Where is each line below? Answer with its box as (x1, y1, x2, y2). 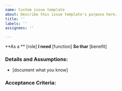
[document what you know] (12, 67, 68, 73)
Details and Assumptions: (5, 56, 68, 63)
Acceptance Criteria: (5, 80, 57, 87)
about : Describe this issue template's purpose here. (5, 12, 118, 17)
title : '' (5, 16, 26, 21)
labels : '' (5, 21, 28, 26)
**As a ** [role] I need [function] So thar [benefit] (5, 44, 107, 49)
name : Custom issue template (5, 7, 65, 12)
